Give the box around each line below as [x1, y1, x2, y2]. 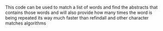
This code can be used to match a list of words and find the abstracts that [5, 4, 158, 10]
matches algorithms [5, 20, 46, 26]
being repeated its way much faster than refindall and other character [5, 15, 149, 20]
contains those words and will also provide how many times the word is [5, 9, 152, 15]
